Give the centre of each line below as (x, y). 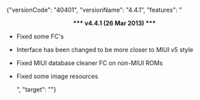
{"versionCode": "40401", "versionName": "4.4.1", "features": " (94, 10)
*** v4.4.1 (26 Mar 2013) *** (114, 23)
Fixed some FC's (40, 36)
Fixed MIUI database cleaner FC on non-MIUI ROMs (89, 63)
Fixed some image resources (57, 76)
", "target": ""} (36, 89)
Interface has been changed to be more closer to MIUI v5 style (105, 50)
